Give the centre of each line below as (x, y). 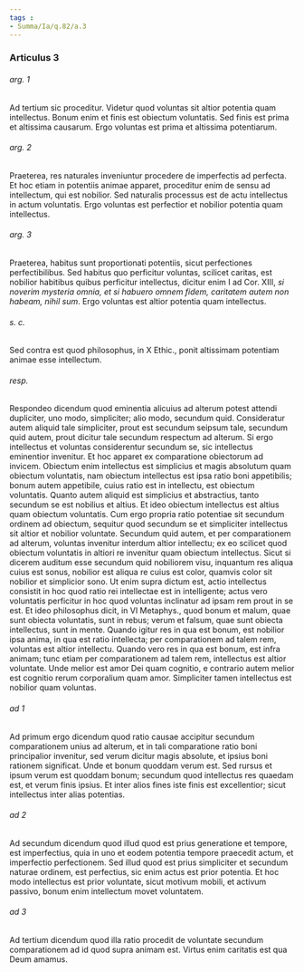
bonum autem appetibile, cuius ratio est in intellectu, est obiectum (132, 486)
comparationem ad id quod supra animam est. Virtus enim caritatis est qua (148, 950)
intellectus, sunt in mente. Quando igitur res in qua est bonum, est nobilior (147, 630)
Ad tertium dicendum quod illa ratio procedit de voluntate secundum (137, 940)
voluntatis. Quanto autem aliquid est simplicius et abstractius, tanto (134, 496)
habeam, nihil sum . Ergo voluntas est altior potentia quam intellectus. (138, 302)
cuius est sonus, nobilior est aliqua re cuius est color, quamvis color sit (141, 573)
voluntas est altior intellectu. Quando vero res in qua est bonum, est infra (145, 650)
